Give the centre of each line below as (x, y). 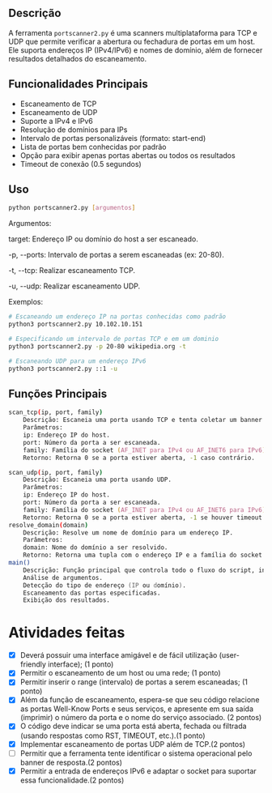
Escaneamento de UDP (59, 112)
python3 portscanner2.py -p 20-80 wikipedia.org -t (97, 346)
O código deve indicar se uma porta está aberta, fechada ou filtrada (133, 726)
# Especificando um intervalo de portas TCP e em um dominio (114, 339)
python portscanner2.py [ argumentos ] (72, 208)
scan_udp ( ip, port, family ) (56, 472)
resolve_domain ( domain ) (49, 525)
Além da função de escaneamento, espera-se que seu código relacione (140, 700)
